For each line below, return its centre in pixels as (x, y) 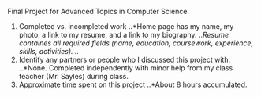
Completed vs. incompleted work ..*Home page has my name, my (126, 26)
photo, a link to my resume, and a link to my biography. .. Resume (124, 35)
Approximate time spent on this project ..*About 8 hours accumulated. (133, 84)
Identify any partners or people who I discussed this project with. (124, 59)
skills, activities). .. (49, 51)
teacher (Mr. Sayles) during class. (74, 76)
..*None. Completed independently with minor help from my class (126, 68)
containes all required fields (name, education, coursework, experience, (136, 43)
